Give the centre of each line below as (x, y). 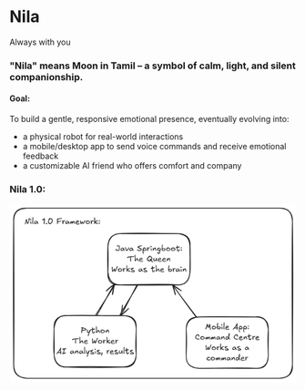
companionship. (46, 77)
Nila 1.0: (28, 189)
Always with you (40, 42)
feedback (41, 156)
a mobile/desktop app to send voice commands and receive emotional (154, 147)
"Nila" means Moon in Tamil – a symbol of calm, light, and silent (152, 66)
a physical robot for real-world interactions (103, 137)
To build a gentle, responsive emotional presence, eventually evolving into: (149, 119)
